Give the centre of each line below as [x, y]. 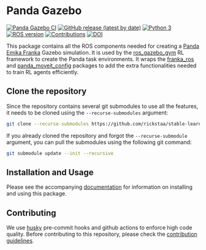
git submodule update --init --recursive [60, 153]
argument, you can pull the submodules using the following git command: [99, 142]
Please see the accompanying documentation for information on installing [100, 187]
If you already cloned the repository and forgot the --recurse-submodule [97, 135]
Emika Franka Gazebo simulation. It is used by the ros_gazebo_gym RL [95, 52]
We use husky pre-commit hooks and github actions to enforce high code [99, 228]
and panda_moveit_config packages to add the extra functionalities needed [101, 66]
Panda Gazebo [44, 11]
